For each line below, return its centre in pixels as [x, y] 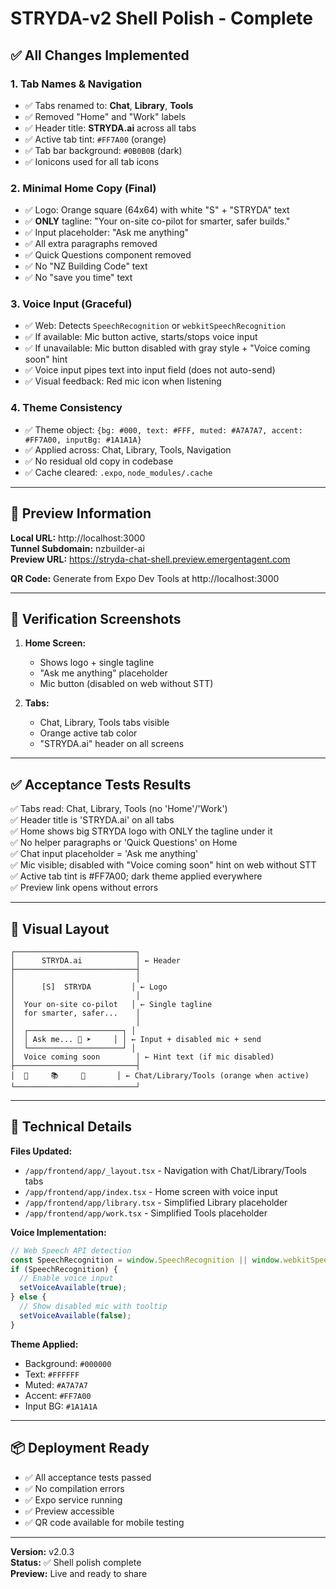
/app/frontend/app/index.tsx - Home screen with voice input [151, 1191]
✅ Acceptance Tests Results [101, 784]
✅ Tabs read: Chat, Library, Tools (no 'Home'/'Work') [119, 809]
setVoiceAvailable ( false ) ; [75, 1315]
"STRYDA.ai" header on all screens [112, 744]
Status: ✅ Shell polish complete [76, 1562]
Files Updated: [41, 1151]
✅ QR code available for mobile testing [104, 1522]
